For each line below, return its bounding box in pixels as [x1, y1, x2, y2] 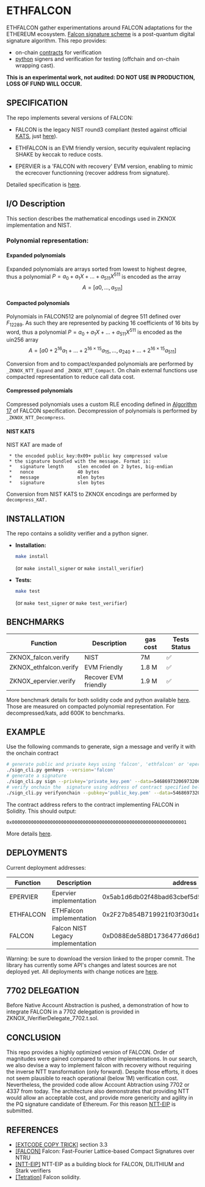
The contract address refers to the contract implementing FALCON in [6, 801, 180, 808]
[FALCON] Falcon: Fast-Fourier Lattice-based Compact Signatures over [15, 1147, 195, 1155]
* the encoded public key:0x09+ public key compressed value [9, 453, 168, 459]
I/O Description [6, 199, 65, 209]
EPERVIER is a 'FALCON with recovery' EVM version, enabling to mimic [15, 163, 193, 170]
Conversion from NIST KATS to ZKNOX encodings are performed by [6, 490, 178, 498]
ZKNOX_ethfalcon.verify [9, 663, 79, 671]
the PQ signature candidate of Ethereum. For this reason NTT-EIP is [6, 1101, 176, 1108]
